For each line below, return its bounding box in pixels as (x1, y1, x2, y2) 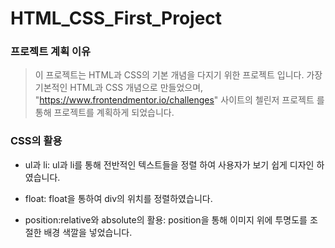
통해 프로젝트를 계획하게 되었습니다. (34, 107, 175, 119)
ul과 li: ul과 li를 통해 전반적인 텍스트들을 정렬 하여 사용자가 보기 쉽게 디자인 (24, 158, 315, 171)
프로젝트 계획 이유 (10, 45, 92, 59)
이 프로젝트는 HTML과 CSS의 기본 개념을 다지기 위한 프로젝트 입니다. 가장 (34, 69, 323, 81)
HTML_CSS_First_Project (10, 7, 223, 30)
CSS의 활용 (10, 134, 63, 148)
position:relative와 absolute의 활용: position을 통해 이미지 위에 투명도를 (24, 213, 308, 226)
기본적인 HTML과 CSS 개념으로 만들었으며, (34, 82, 204, 94)
